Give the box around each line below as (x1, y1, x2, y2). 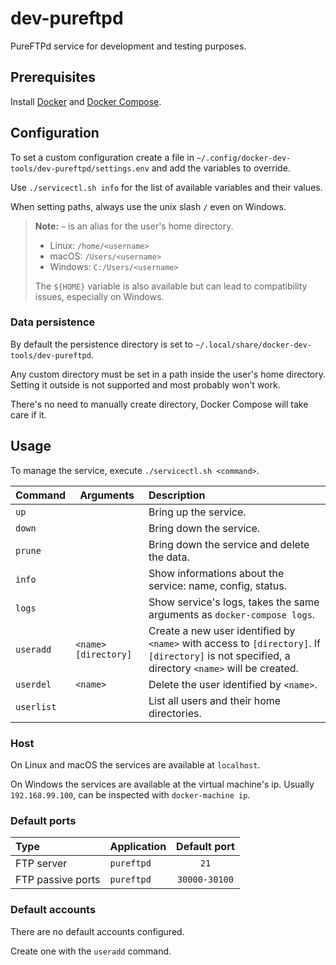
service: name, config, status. (148, 578, 287, 592)
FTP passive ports (15, 873, 101, 887)
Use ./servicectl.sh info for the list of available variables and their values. (10, 181, 323, 193)
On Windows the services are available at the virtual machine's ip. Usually (10, 778, 315, 790)
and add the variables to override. (151, 162, 291, 174)
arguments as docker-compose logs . (148, 607, 316, 621)
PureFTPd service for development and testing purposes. (10, 40, 247, 52)
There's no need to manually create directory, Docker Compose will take (10, 398, 309, 410)
